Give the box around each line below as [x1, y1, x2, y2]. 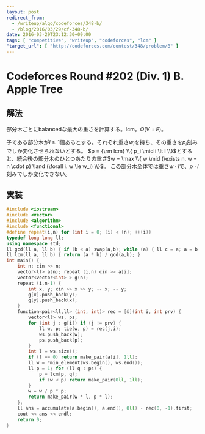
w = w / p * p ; [28, 388, 67, 394]
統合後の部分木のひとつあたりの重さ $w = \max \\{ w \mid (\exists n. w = [16, 155, 197, 162]
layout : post [6, 9, 40, 15]
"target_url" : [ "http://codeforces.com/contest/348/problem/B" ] [6, 43, 179, 50]
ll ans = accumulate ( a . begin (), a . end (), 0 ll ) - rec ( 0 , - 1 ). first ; [17, 405, 193, 411]
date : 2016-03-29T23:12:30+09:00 [6, 32, 92, 38]
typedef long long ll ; [6, 235, 64, 241]
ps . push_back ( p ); [38, 337, 84, 343]
